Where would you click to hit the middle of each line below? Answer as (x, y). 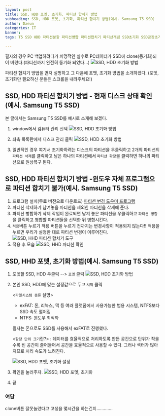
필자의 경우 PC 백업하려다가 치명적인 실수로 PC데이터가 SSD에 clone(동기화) (79, 56)
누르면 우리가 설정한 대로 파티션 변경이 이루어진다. (60, 232)
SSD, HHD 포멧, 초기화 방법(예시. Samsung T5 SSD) (82, 261)
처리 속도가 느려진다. (45, 351)
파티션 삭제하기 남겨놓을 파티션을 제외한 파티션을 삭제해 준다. (71, 207)
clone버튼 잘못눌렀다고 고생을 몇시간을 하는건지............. (59, 408)
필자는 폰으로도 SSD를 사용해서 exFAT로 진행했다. (60, 328)
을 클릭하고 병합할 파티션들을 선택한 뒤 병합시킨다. (60, 220)
